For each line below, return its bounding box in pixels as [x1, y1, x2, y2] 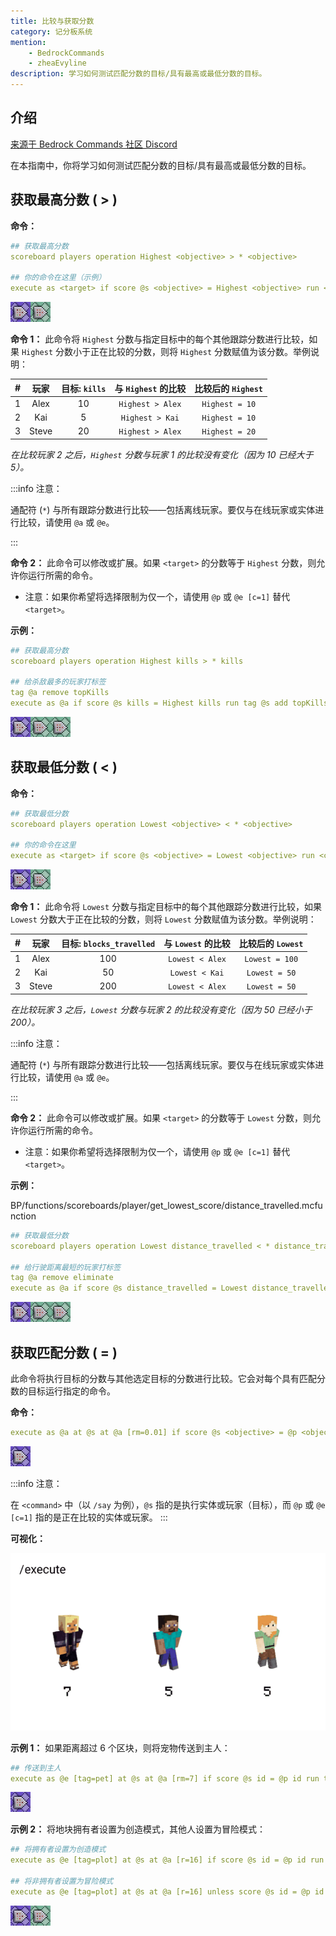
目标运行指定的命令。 [27, 1385, 116, 1397]
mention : [10, 37, 47, 47]
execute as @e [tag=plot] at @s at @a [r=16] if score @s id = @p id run [10, 1855, 325, 1865]
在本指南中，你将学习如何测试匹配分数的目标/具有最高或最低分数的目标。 [10, 159, 312, 171]
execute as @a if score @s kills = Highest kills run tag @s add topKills [10, 698, 329, 709]
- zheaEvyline [28, 58, 87, 69]
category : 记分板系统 [10, 26, 93, 37]
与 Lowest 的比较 [163, 937, 231, 949]
